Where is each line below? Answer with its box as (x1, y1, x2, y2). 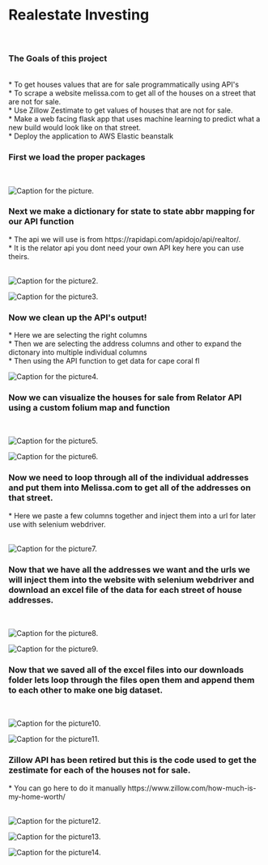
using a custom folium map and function (8, 403, 170, 414)
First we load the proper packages (8, 151, 146, 163)
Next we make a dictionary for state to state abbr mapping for (8, 206, 255, 217)
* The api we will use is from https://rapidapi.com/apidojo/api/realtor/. (8, 234, 241, 244)
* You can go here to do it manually (8, 783, 126, 793)
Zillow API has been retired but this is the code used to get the (8, 755, 257, 766)
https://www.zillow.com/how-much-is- (127, 783, 257, 793)
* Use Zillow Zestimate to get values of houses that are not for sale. (8, 105, 233, 115)
